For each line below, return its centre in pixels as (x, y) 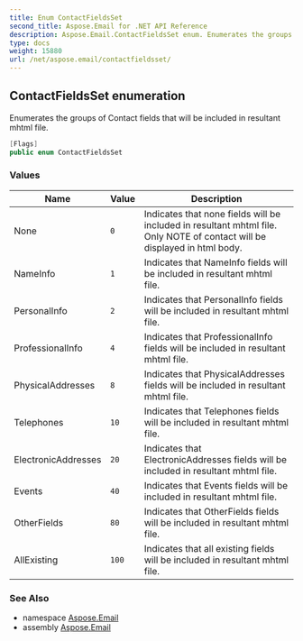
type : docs (30, 43)
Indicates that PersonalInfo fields (214, 299)
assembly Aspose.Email (66, 627)
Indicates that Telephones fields (211, 411)
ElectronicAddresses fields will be (215, 459)
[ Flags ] (24, 144)
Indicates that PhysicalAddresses (215, 373)
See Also (29, 598)
